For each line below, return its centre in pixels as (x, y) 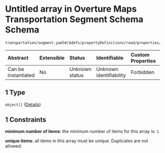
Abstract (18, 58)
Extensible (52, 58)
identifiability (111, 75)
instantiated (21, 75)
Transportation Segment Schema (74, 19)
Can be (16, 69)
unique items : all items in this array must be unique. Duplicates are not (77, 141)
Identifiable (110, 58)
